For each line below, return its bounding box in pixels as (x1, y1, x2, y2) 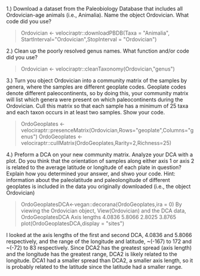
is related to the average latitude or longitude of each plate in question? (6, 164, 182, 171)
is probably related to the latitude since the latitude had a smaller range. (6, 263, 183, 270)
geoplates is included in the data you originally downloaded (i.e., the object (6, 183, 191, 190)
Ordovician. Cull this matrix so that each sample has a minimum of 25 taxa (6, 102, 189, 110)
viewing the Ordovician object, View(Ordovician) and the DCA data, (20, 207, 186, 214)
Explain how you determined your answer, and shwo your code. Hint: (6, 170, 176, 177)
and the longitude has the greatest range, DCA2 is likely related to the (6, 251, 177, 257)
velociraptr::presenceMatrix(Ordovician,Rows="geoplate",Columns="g (20, 127, 194, 134)
